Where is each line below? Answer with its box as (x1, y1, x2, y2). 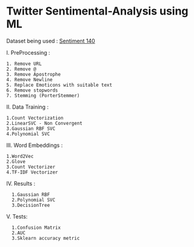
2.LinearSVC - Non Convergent (6, 120, 83, 126)
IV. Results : (6, 180, 36, 187)
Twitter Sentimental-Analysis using (6, 4, 189, 18)
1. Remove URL (6, 61, 42, 67)
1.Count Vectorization (6, 115, 64, 121)
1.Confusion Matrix (12, 225, 61, 231)
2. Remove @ (6, 66, 36, 72)
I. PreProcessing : (6, 49, 50, 56)
